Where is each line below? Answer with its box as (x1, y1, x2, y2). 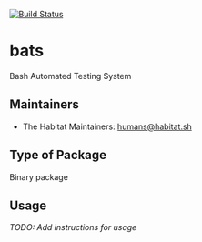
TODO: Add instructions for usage (9, 222, 137, 233)
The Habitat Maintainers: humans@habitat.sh (22, 121, 193, 132)
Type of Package (9, 147, 107, 163)
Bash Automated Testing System (9, 70, 132, 81)
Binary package (9, 171, 68, 182)
